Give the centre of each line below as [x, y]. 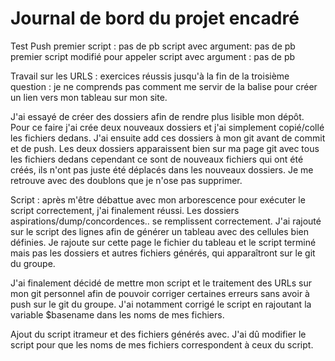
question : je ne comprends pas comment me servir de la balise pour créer [164, 86]
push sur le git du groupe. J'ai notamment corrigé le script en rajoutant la [161, 304]
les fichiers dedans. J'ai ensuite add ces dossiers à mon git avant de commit [168, 138]
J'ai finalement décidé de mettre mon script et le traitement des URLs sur [161, 283]
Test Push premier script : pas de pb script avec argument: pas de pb [153, 46]
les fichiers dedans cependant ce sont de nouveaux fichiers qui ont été [157, 159]
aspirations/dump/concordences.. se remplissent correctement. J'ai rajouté [166, 221]
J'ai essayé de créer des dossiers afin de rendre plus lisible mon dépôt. [157, 116]
